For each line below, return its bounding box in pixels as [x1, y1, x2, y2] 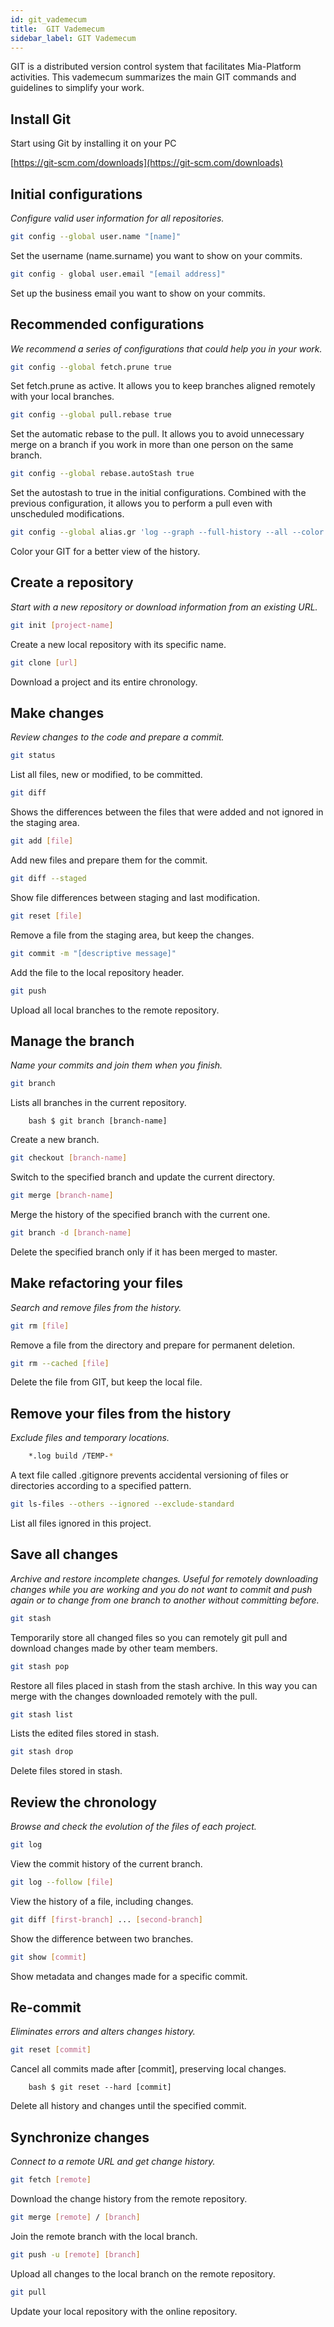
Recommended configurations [10, 316, 205, 333]
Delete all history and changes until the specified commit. [10, 2100, 247, 2112]
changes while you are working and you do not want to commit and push [10, 1583, 313, 1595]
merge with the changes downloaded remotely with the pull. [10, 1690, 258, 1702]
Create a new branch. [10, 1134, 100, 1146]
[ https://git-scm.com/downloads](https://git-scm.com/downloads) [10, 157, 284, 169]
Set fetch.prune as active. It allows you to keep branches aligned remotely [10, 380, 316, 392]
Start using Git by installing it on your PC [10, 137, 177, 150]
